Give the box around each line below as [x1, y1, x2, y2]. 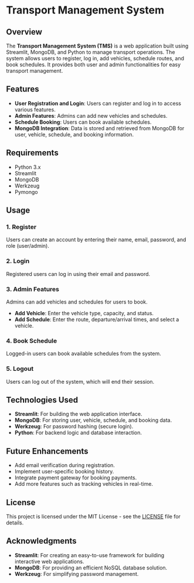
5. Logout [6, 364, 34, 373]
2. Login [6, 257, 30, 265]
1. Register [6, 223, 37, 231]
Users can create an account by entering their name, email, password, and [6, 236, 186, 243]
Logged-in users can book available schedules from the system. [6, 350, 161, 357]
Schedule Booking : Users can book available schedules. [14, 118, 152, 125]
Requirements [6, 148, 59, 158]
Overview [6, 27, 43, 37]
